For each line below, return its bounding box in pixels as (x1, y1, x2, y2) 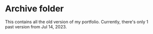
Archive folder (5, 3, 64, 14)
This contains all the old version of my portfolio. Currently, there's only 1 (5, 19, 149, 25)
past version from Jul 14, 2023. (5, 24, 67, 29)
